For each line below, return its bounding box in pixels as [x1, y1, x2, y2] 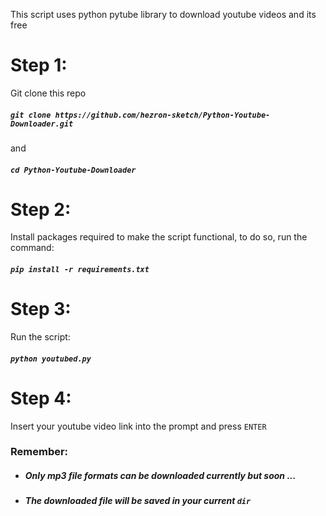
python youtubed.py [10, 354, 92, 364]
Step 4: [10, 387, 72, 409]
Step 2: [10, 198, 72, 221]
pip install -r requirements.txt [10, 265, 150, 275]
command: [10, 242, 55, 254]
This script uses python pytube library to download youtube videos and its [10, 9, 317, 20]
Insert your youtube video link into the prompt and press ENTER [10, 420, 267, 432]
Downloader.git [10, 119, 74, 129]
